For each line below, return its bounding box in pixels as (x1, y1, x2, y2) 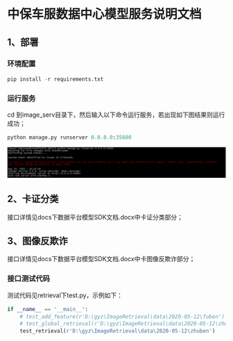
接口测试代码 (7, 274, 51, 283)
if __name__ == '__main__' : (7, 306, 89, 313)
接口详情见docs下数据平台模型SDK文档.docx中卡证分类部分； (7, 213, 184, 221)
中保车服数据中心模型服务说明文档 (7, 6, 202, 22)
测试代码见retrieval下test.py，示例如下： (7, 291, 123, 299)
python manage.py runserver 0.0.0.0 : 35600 (7, 134, 132, 141)
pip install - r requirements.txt (7, 76, 104, 83)
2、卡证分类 (7, 193, 59, 205)
